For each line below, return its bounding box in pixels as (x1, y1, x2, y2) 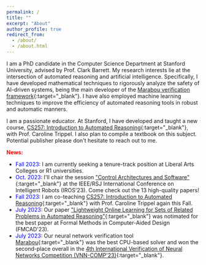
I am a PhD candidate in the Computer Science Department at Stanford (6, 59, 186, 67)
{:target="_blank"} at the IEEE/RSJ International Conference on (15, 180, 174, 187)
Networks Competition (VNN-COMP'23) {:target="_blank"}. (15, 252, 164, 259)
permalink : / (6, 9, 40, 15)
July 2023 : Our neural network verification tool (15, 232, 134, 239)
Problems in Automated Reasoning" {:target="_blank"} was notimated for (15, 212, 198, 220)
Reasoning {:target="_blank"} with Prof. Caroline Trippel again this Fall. (15, 200, 193, 207)
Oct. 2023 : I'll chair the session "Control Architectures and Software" (15, 173, 190, 181)
